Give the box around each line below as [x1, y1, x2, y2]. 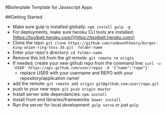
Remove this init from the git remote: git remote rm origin [12, 55, 134, 61]
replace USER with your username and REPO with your [20, 70, 133, 76]
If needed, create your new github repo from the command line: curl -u [12, 60, 161, 66]
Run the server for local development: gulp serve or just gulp [12, 102, 139, 107]
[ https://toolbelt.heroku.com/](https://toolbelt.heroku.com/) [12, 35, 135, 40]
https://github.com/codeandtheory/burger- [68, 41, 158, 46]
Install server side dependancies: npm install [12, 91, 107, 97]
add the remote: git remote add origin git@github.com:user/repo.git [12, 80, 159, 86]
